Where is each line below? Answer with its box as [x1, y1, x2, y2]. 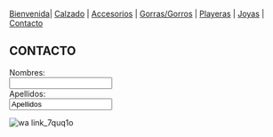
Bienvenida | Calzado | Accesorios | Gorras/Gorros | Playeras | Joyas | [9, 9, 265, 19]
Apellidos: [9, 88, 46, 99]
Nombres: [9, 67, 46, 77]
